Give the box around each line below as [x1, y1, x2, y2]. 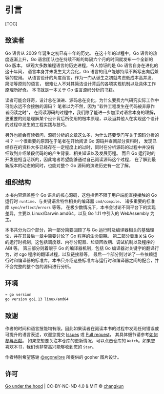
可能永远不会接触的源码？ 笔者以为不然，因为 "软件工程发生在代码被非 [5, 103, 146, 109]
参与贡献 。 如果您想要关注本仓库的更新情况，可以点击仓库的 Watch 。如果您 [5, 337, 155, 343]
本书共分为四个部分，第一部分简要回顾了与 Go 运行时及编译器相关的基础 [5, 227, 150, 232]
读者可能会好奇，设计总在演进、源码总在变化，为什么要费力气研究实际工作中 [5, 97, 159, 103]
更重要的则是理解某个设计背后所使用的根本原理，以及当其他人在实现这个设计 [5, 115, 159, 121]
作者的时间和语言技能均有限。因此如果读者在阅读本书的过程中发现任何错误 [5, 325, 155, 331]
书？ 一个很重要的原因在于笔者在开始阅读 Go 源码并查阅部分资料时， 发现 [5, 138, 153, 144]
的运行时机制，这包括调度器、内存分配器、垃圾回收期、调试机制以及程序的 [5, 239, 155, 245]
